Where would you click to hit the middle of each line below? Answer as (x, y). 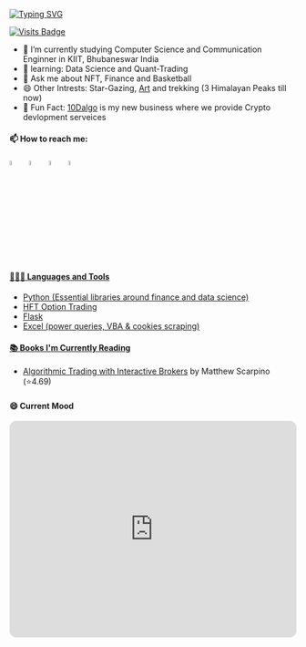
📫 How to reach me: (49, 139)
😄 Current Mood (42, 406)
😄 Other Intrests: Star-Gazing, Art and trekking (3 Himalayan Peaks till (154, 88)
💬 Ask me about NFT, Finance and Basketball (107, 78)
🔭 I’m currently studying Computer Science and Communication (142, 49)
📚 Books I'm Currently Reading (70, 347)
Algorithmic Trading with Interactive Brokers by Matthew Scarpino (146, 371)
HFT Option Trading (60, 307)
